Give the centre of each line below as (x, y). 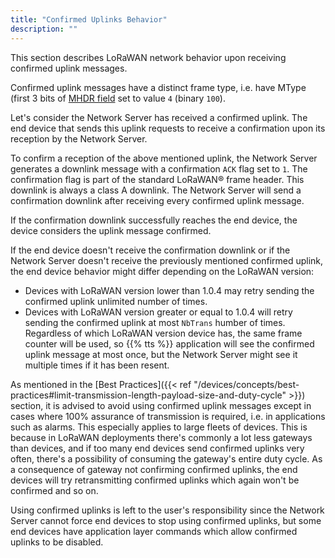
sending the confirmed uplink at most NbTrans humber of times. (155, 322)
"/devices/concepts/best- (246, 384)
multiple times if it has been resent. (97, 365)
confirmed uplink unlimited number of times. (116, 301)
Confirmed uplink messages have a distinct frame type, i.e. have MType (158, 87)
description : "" (44, 29)
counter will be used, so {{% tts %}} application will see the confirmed (169, 343)
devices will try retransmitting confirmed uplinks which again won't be (155, 480)
